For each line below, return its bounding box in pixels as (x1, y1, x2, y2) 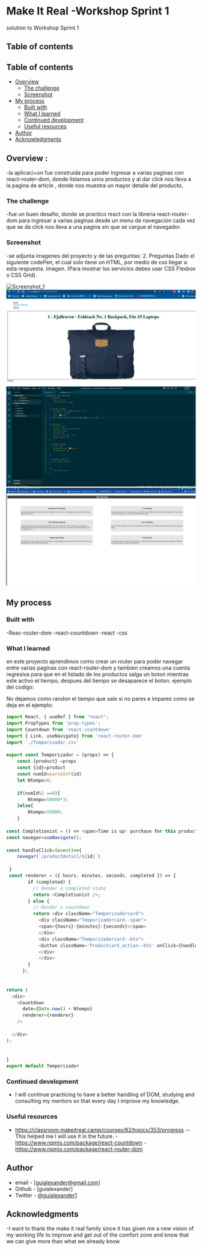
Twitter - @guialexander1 (14, 1191, 77, 1199)
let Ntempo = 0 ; (17, 777, 52, 783)
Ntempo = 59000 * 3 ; (28, 796, 69, 802)
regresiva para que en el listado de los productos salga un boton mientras (6, 671, 189, 678)
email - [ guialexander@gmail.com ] (14, 1179, 101, 1186)
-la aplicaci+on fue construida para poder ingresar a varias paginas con (6, 169, 185, 176)
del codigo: (6, 683, 34, 691)
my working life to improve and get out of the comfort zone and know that (6, 1231, 189, 1238)
